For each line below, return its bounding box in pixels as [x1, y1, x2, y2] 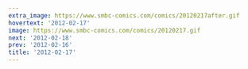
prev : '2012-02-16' [8, 41, 73, 49]
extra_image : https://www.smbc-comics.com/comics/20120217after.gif [8, 11, 240, 20]
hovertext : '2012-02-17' [8, 19, 91, 27]
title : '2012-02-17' [8, 48, 77, 56]
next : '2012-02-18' [8, 33, 73, 42]
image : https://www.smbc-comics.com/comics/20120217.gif [8, 26, 201, 34]
